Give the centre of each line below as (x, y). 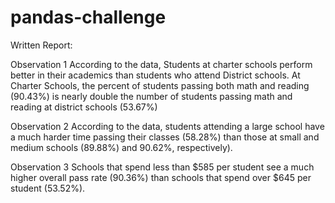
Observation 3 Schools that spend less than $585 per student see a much (162, 167)
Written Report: (41, 45)
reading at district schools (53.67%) (84, 107)
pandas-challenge (88, 17)
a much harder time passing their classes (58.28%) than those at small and (165, 137)
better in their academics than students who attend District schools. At (155, 75)
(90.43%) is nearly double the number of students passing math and (151, 96)
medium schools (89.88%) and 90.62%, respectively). (121, 147)
